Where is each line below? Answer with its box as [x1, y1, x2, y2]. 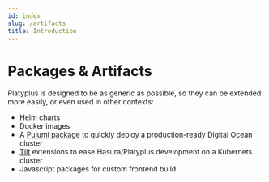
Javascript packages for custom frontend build [19, 164, 177, 174]
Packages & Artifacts [7, 61, 152, 80]
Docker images [19, 121, 70, 131]
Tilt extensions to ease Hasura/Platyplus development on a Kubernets [19, 147, 253, 157]
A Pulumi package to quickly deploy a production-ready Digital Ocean [19, 130, 253, 140]
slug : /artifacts [7, 19, 66, 28]
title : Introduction [7, 27, 78, 35]
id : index [7, 11, 41, 20]
